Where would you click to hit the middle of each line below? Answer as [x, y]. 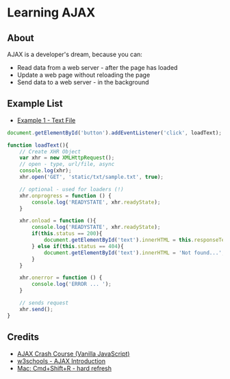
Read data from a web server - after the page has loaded [97, 68]
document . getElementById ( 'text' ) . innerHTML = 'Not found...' [133, 253]
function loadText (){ [38, 145]
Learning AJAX [51, 13]
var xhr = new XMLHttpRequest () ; [67, 158]
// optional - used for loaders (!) [72, 189]
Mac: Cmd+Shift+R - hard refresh [64, 368]
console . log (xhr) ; [46, 171]
